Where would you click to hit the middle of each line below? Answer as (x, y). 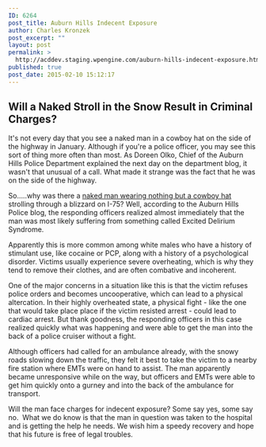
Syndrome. (26, 229)
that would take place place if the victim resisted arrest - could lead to (122, 311)
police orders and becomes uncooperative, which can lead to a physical (125, 294)
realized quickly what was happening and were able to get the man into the (131, 328)
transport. (25, 394)
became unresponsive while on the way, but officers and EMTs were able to (132, 377)
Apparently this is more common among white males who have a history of (130, 245)
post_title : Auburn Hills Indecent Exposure (83, 23)
